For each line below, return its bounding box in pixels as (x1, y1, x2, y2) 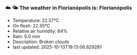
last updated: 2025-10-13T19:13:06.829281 (12, 44, 102, 50)
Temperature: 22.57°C (12, 17, 59, 23)
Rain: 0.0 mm (12, 33, 40, 39)
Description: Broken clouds (12, 39, 69, 45)
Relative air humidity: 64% (12, 28, 68, 34)
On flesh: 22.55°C (12, 23, 51, 29)
